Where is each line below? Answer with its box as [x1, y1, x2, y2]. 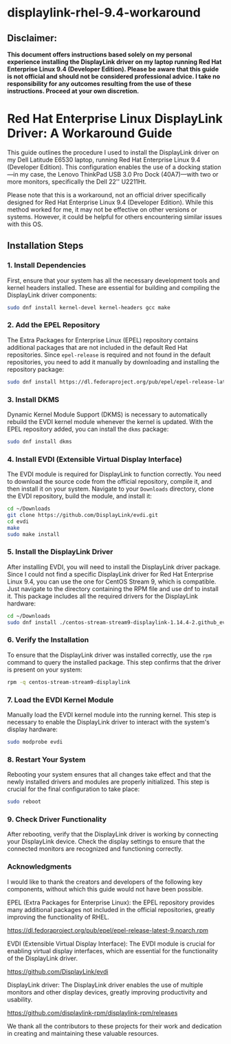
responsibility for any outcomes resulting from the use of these [7, 80, 192, 87]
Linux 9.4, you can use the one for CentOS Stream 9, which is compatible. [7, 577, 217, 586]
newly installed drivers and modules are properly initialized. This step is [7, 778, 210, 786]
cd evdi [7, 518, 30, 525]
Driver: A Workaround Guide [7, 126, 173, 142]
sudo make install [7, 531, 60, 537]
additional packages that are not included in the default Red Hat [7, 343, 188, 351]
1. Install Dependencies [7, 260, 87, 270]
